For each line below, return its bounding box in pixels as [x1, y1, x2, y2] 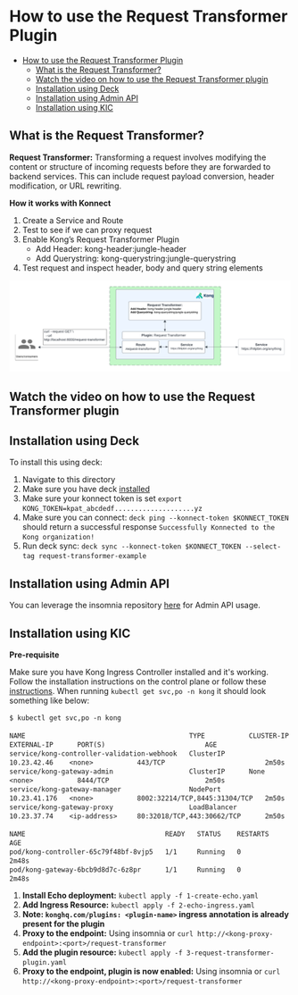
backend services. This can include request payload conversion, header [9, 171, 275, 181]
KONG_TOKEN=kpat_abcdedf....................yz [21, 505, 203, 514]
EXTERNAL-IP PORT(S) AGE [9, 740, 218, 749]
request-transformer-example [38, 552, 147, 561]
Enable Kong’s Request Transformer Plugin [21, 234, 180, 245]
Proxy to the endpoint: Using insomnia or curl [21, 927, 194, 939]
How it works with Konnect [9, 197, 112, 208]
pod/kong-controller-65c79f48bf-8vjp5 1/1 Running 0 [9, 847, 242, 857]
